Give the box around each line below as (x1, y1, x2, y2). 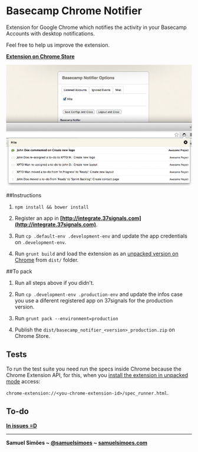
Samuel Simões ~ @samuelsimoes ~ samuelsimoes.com (6, 439, 148, 446)
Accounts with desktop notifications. (6, 30, 95, 37)
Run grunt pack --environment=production (14, 315, 118, 322)
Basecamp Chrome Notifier (6, 4, 143, 18)
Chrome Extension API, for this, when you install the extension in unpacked (6, 371, 189, 379)
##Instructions (6, 192, 42, 199)
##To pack (6, 268, 32, 275)
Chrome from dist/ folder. (14, 256, 79, 264)
